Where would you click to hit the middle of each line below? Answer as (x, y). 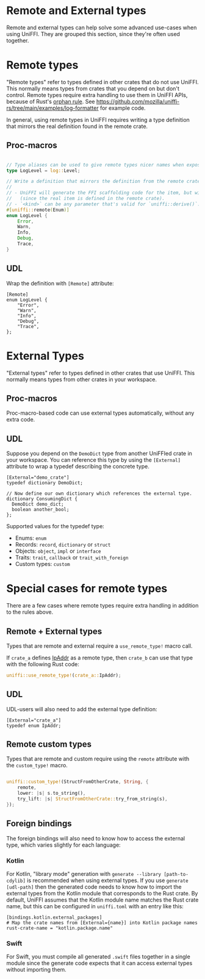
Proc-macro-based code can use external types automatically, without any (100, 413)
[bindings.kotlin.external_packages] (54, 917)
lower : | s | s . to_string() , (52, 794)
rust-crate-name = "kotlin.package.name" (60, 928)
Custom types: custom (42, 564)
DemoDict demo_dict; (38, 504)
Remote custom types (49, 744)
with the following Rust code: (43, 664)
